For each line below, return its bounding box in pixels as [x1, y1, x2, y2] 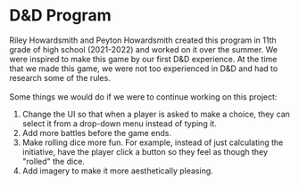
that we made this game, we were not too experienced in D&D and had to [9, 63, 278, 74]
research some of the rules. [9, 72, 112, 83]
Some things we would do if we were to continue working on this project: [9, 91, 278, 102]
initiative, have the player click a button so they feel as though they [21, 146, 269, 157]
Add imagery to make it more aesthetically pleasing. [21, 165, 214, 176]
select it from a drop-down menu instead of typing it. [21, 117, 217, 129]
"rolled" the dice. [21, 156, 85, 166]
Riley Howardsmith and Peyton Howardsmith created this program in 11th [9, 35, 277, 45]
